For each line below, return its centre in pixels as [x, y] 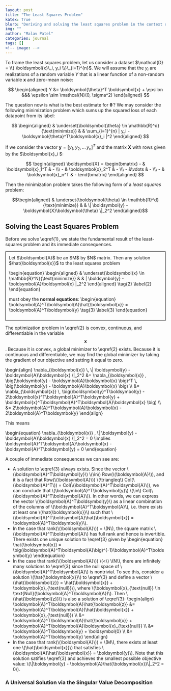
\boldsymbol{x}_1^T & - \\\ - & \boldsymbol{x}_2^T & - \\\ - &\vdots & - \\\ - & [85, 169]
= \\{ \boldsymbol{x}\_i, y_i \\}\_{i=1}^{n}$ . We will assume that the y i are [81, 68]
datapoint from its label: [30, 116]
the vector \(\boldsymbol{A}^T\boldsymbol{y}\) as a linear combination [87, 501]
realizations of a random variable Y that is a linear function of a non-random [85, 74]
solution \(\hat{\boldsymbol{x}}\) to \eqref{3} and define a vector [81, 577]
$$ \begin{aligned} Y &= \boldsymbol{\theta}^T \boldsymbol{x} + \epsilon [85, 90]
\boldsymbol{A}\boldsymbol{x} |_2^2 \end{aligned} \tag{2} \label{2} [80, 284]
